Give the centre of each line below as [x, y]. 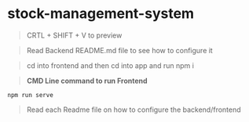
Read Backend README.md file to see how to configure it [119, 50]
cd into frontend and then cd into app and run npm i [110, 65]
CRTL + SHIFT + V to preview [74, 35]
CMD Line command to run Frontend [87, 81]
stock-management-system [101, 14]
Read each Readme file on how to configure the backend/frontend [134, 109]
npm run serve [31, 95]
